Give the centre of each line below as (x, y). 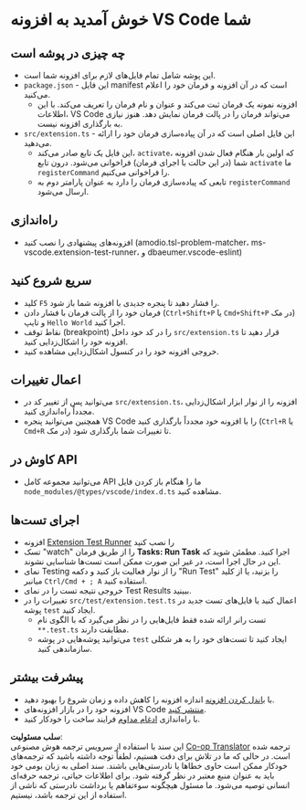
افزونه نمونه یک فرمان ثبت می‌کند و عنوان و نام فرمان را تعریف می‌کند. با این (167, 104)
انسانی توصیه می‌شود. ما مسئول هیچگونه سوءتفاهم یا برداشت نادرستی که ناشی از (150, 784)
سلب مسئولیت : (37, 736)
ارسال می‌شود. (63, 191)
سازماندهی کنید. (64, 649)
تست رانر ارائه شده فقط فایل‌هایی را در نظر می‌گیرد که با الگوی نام (152, 620)
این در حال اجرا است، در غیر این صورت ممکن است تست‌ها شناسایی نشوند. (152, 562)
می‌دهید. (38, 143)
